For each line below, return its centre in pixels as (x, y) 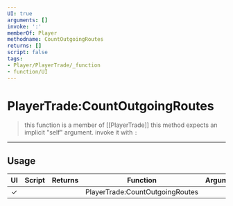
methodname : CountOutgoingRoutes (55, 40)
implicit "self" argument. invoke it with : (81, 132)
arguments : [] (28, 20)
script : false (28, 53)
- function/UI (28, 71)
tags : (15, 59)
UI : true (20, 14)
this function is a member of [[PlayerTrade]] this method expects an (121, 125)
